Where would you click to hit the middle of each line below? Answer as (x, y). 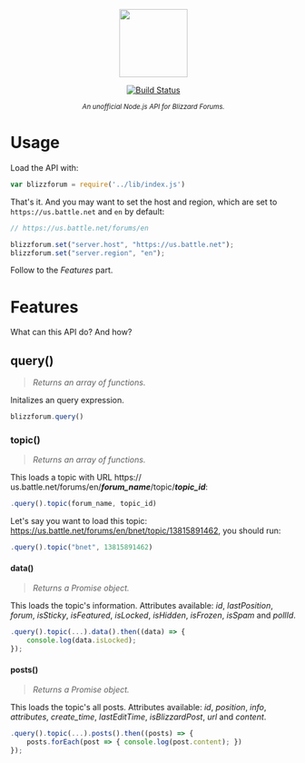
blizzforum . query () (47, 417)
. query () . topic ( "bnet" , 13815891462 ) (82, 548)
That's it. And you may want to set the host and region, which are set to (144, 202)
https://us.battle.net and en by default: (88, 211)
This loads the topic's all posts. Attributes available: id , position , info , (138, 708)
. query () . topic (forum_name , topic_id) (84, 504)
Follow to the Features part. (62, 270)
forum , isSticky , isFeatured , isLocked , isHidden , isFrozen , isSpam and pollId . (153, 615)
